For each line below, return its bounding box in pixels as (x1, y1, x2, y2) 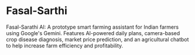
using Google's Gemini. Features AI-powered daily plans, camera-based (6, 29, 180, 36)
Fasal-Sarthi (6, 4, 67, 18)
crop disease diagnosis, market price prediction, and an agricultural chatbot (6, 36, 189, 43)
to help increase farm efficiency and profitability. (6, 42, 124, 49)
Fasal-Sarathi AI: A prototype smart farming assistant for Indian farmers (6, 23, 179, 30)
